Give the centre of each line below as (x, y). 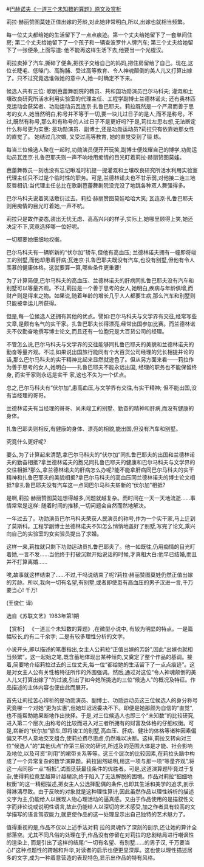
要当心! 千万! (22, 590)
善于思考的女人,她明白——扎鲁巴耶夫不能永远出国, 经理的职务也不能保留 (102, 367)
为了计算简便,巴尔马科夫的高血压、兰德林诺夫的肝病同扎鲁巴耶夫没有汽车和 (100, 280)
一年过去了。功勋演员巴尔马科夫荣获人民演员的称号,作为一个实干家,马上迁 (98, 518)
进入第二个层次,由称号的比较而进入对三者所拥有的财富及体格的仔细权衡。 (98, 723)
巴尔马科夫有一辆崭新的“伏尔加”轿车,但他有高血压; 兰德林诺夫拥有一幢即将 (99, 252)
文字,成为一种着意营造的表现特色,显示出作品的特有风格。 (88, 858)
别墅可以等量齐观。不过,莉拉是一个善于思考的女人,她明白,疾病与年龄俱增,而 (100, 288)
